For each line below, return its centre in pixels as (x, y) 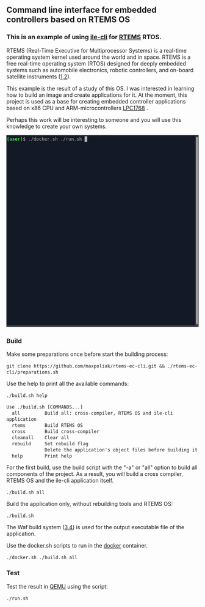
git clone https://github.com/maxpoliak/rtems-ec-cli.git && (86, 366)
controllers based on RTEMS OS (68, 20)
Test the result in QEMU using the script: (57, 586)
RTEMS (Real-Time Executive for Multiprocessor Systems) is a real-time (97, 50)
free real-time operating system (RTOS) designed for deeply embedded (96, 63)
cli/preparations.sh (33, 372)
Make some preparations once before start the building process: (87, 354)
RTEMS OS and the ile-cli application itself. (60, 481)
